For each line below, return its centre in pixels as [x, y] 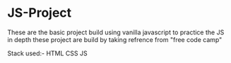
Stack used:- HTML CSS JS [47, 53]
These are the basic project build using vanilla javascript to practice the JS [116, 32]
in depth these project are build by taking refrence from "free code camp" [115, 39]
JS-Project [40, 13]
